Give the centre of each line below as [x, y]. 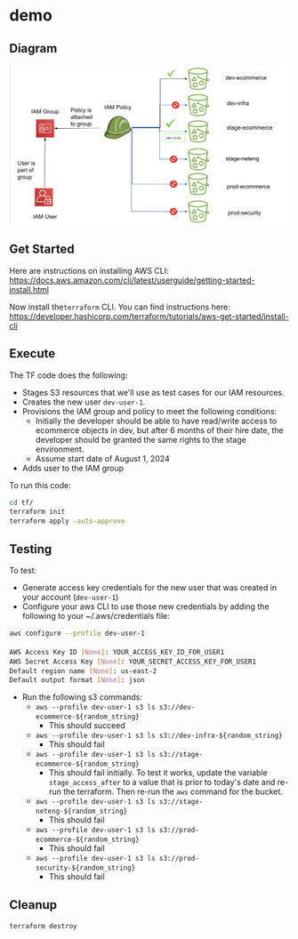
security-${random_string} [85, 868]
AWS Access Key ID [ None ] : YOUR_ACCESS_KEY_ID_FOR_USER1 [117, 652]
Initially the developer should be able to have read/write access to [156, 421]
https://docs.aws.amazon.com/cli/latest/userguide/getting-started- [132, 280]
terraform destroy [43, 927]
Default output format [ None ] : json [77, 680]
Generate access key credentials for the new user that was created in [149, 587]
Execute [32, 353]
